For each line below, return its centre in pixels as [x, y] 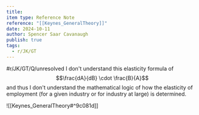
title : [15, 12]
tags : [13, 46]
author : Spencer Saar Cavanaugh [47, 34]
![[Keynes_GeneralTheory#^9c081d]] [52, 105]
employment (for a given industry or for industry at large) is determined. [96, 94]
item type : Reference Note [40, 18]
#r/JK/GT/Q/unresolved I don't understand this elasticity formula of [90, 68]
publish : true [24, 40]
